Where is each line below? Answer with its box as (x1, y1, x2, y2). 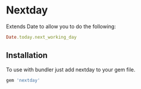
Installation (6, 50, 48, 60)
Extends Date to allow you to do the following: (6, 23, 117, 30)
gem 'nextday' (6, 77, 41, 83)
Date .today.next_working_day (6, 34, 77, 40)
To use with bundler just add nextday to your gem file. (6, 66, 136, 73)
